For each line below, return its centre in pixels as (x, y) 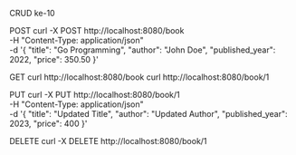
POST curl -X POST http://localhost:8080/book (97, 30)
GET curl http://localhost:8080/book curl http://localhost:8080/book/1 (139, 77)
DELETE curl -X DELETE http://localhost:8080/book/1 (108, 141)
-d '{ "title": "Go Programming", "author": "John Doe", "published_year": (143, 50)
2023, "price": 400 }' (48, 123)
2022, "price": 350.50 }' (54, 59)
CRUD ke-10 (33, 13)
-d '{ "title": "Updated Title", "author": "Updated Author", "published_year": (148, 114)
